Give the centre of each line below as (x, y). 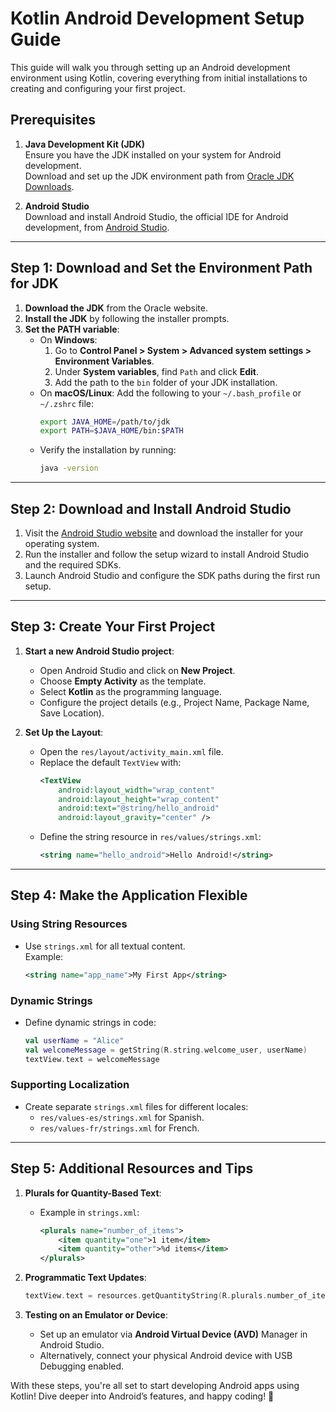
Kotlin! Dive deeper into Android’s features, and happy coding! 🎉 (142, 1396)
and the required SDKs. (73, 565)
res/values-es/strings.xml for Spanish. (122, 1117)
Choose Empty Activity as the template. (123, 681)
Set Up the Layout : (64, 732)
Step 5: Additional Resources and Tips (132, 1168)
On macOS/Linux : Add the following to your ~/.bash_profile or (170, 393)
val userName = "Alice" (74, 1040)
